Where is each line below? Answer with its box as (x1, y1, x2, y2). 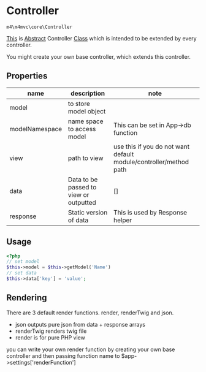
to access (67, 124, 96, 133)
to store (67, 99, 91, 108)
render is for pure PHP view (15, 333, 86, 341)
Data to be (67, 175, 98, 184)
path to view (67, 154, 104, 162)
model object (67, 107, 106, 115)
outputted (67, 198, 96, 207)
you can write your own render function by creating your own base (6, 346, 175, 353)
